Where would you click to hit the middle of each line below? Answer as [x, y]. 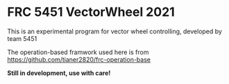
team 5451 [22, 38]
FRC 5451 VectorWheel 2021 [91, 12]
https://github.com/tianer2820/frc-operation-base [79, 59]
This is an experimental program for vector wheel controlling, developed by [114, 31]
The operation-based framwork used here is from [78, 52]
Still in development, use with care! [59, 73]
